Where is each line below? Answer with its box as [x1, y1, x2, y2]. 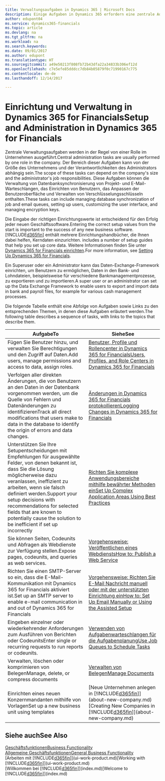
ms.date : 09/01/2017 [5, 48, 48, 53]
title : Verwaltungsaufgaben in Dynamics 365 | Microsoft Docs [5, 7, 135, 12]
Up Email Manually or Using [88, 598, 152, 605]
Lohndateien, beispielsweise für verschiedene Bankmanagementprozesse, [5, 273, 156, 279]
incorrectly [7, 527, 33, 534]
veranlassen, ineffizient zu [7, 478, 68, 485]
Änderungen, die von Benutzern [7, 377, 81, 384]
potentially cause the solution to [7, 515, 82, 522]
